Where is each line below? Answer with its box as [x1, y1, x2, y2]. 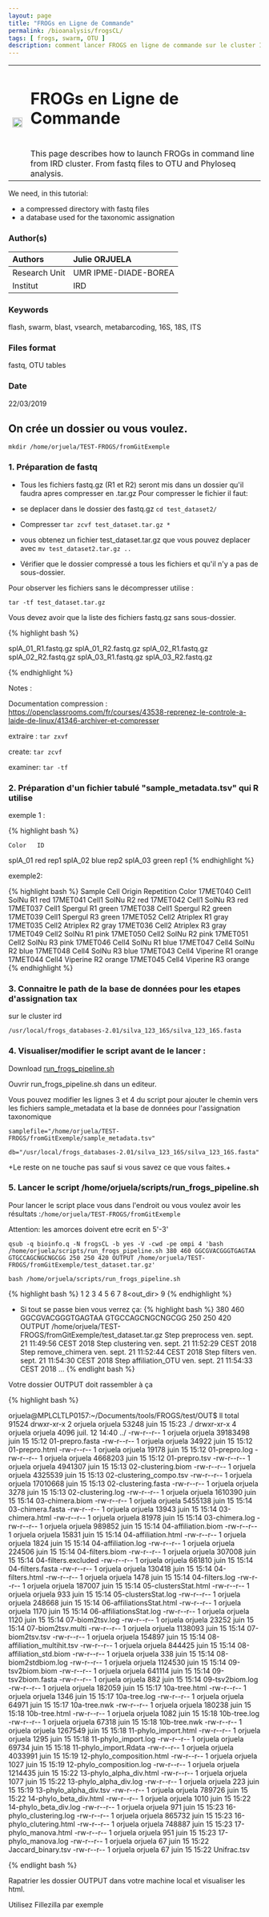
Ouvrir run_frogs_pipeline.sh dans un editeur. [8, 1079, 158, 1089]
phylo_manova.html [8, 1827, 73, 1837]
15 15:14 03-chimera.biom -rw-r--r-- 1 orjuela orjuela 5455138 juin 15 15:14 [8, 1496, 253, 1505]
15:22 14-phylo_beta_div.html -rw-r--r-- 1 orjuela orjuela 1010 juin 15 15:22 [8, 1794, 251, 1803]
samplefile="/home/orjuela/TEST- [8, 1127, 120, 1135]
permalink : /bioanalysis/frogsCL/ [8, 26, 124, 34]
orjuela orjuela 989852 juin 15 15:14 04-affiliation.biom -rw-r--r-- [44, 1521, 258, 1531]
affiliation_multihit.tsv [8, 1640, 78, 1650]
